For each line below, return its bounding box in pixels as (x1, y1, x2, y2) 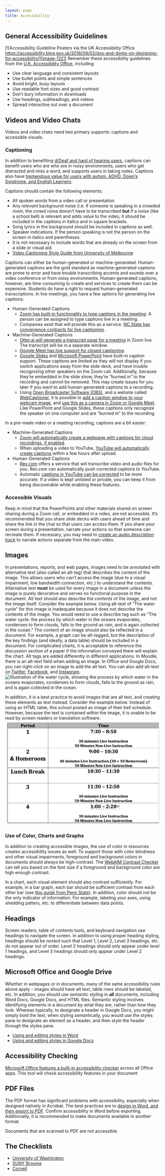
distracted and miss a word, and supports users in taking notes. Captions (5, 168, 154, 174)
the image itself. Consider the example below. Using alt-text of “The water (5, 601, 155, 607)
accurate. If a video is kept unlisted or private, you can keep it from (19, 477, 156, 483)
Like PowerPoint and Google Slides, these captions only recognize (19, 405, 154, 411)
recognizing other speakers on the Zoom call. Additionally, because (19, 368, 157, 374)
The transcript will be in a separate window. (19, 342, 108, 348)
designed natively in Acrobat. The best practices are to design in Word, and (5, 1103, 159, 1109)
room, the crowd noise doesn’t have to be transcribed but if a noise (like (12, 208, 159, 214)
